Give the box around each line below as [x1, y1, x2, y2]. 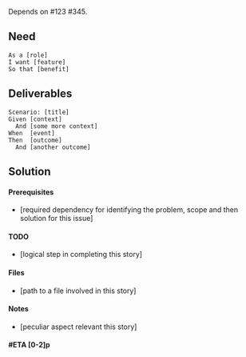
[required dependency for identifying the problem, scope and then [19, 205, 239, 215]
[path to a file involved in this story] [19, 286, 137, 295]
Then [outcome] [8, 136, 62, 144]
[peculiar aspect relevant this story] [19, 322, 137, 331]
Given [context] [8, 115, 62, 123]
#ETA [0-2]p [8, 340, 50, 350]
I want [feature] [8, 58, 66, 66]
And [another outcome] [15, 143, 91, 151]
